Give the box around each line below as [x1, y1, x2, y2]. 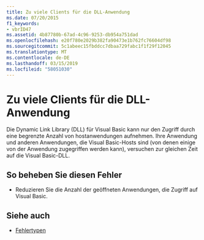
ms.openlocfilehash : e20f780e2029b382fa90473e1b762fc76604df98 [6, 37, 172, 44]
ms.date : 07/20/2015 [6, 15, 59, 21]
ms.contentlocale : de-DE [6, 55, 70, 61]
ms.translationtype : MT [6, 49, 67, 55]
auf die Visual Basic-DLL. [6, 152, 70, 160]
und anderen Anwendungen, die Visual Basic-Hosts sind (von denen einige [6, 139, 196, 146]
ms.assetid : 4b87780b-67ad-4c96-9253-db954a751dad [6, 32, 138, 38]
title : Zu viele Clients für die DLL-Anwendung [6, 9, 130, 15]
